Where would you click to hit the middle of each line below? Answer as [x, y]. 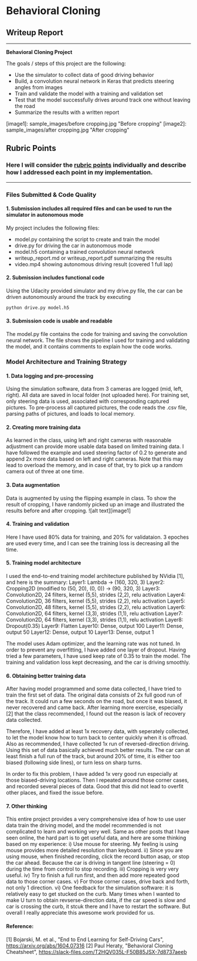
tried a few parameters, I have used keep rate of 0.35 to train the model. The [98, 656]
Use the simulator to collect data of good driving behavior [84, 75]
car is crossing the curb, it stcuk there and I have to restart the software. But [98, 906]
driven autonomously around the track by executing [68, 297]
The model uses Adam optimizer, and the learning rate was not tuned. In [93, 644]
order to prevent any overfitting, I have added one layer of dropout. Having [96, 650]
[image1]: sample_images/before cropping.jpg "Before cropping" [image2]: [96, 124]
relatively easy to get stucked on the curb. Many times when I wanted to [93, 894]
